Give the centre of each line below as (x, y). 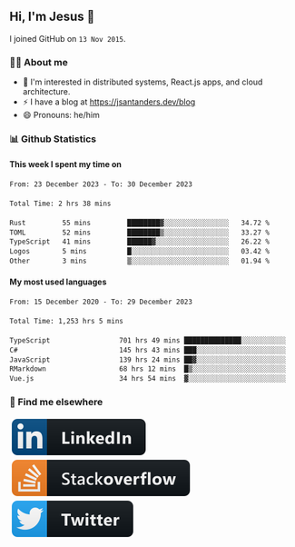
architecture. (46, 92)
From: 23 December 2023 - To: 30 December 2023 (101, 184)
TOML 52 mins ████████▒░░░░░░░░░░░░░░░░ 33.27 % (140, 233)
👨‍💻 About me (39, 62)
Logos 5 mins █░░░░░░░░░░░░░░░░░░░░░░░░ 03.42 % (140, 252)
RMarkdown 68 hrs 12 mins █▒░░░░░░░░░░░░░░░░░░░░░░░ (147, 369)
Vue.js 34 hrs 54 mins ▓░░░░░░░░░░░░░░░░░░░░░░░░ (147, 379)
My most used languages (58, 282)
